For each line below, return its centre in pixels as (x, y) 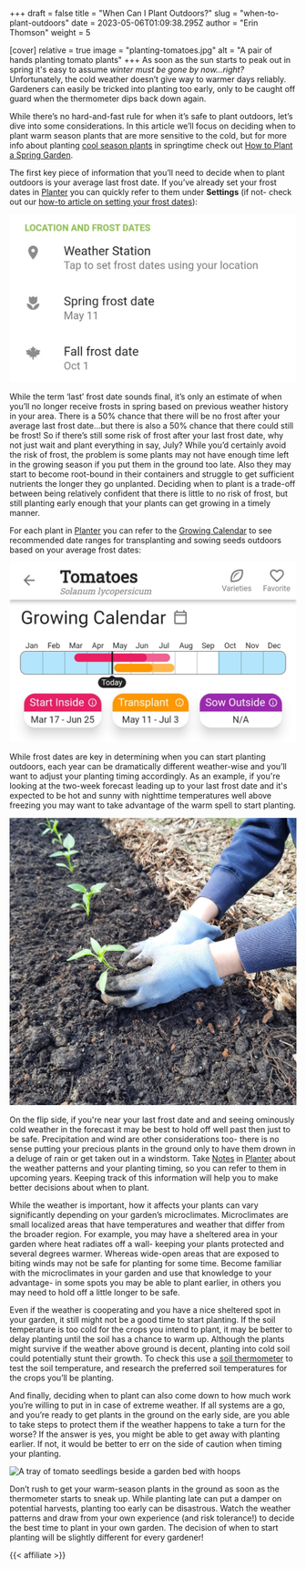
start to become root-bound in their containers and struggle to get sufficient (152, 474)
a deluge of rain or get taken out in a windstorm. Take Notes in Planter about (153, 1159)
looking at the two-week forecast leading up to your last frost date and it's (148, 786)
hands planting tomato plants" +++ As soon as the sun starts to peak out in (150, 60)
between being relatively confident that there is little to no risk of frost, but (149, 493)
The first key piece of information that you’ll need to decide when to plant (147, 173)
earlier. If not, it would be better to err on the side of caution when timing (146, 1444)
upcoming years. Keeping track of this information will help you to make (144, 1178)
